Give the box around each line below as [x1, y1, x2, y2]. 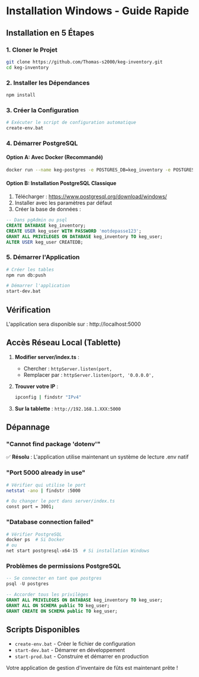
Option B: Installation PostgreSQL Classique [6, 180, 117, 187]
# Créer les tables [6, 266, 54, 272]
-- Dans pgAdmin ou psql [6, 217, 68, 223]
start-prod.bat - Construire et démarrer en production [14, 653, 149, 660]
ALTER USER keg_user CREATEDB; [6, 239, 84, 245]
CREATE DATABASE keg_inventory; [6, 223, 86, 228]
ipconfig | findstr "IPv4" [14, 394, 82, 400]
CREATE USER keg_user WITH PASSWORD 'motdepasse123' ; [6, 228, 142, 234]
